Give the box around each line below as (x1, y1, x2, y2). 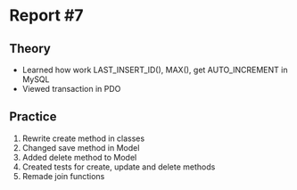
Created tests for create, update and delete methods (21, 161, 216, 172)
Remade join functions (21, 170, 105, 181)
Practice (9, 109, 57, 125)
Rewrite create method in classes (21, 133, 145, 144)
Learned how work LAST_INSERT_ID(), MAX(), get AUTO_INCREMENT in (21, 64, 288, 75)
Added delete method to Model (21, 152, 137, 162)
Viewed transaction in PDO (21, 84, 121, 94)
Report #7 (9, 5, 84, 26)
